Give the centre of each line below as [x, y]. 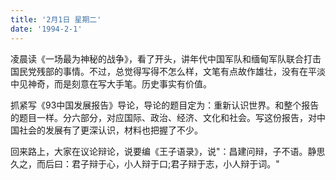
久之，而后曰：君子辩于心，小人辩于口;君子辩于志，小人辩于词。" [145, 163]
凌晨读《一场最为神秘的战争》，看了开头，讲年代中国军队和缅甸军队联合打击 [166, 58]
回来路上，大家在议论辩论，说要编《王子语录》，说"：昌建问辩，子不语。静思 [168, 151]
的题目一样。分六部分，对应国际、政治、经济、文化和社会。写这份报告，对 [163, 117]
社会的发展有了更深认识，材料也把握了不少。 [110, 130]
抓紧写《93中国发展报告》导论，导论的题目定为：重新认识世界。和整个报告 [165, 105]
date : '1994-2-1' [46, 29]
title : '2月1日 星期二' [56, 19]
